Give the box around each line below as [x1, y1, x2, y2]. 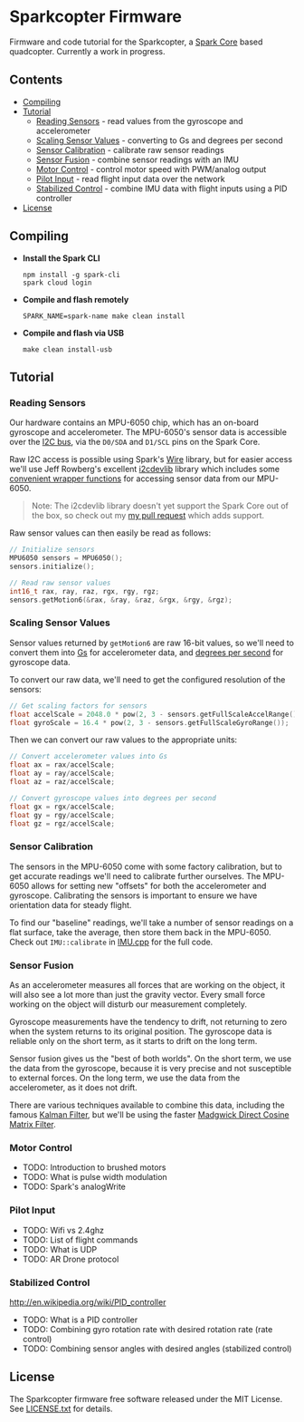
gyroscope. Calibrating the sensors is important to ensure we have [9, 890, 258, 901]
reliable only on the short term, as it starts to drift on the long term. [9, 1036, 258, 1047]
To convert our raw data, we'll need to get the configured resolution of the [9, 673, 286, 685]
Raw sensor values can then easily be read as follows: [9, 527, 212, 538]
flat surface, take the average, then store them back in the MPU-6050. [9, 926, 271, 937]
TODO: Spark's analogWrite [22, 1181, 127, 1193]
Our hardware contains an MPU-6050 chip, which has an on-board [9, 417, 260, 428]
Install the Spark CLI [22, 252, 100, 264]
